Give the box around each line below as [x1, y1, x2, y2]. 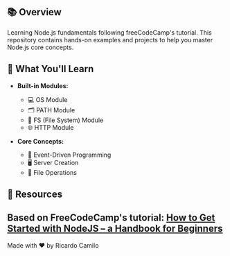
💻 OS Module [27, 95, 68, 103]
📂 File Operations [27, 168, 78, 176]
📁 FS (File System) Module [27, 116, 104, 124]
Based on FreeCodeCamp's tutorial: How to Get [7, 212, 215, 224]
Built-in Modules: [17, 81, 69, 89]
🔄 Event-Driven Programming [27, 151, 112, 159]
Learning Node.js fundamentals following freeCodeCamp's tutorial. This [7, 28, 213, 37]
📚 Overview [7, 6, 62, 18]
